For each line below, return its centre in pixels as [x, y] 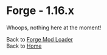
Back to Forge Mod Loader [40, 39]
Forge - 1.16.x [40, 11]
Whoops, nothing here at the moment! [54, 28]
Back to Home [24, 46]
